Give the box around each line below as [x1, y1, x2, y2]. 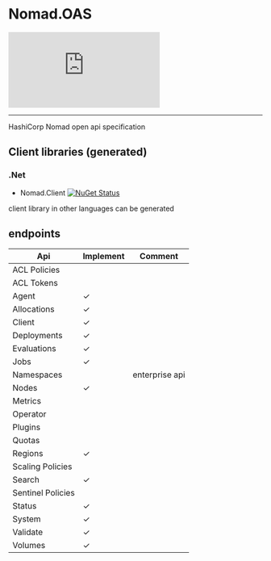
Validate [12, 526, 44, 538]
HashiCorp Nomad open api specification [8, 122, 146, 132]
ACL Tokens [12, 278, 58, 289]
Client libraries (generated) [8, 145, 148, 159]
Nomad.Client [19, 187, 66, 198]
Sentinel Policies [12, 488, 75, 499]
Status [12, 500, 37, 512]
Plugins [12, 421, 41, 433]
